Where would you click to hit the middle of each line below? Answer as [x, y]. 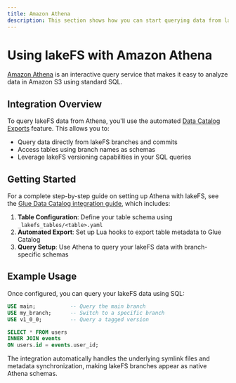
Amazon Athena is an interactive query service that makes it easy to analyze [118, 74]
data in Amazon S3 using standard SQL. [65, 82]
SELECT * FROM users [38, 332]
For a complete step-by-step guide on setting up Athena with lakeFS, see [113, 196]
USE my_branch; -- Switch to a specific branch [86, 313]
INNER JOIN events [34, 339]
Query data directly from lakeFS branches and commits [97, 142]
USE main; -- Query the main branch [77, 306]
